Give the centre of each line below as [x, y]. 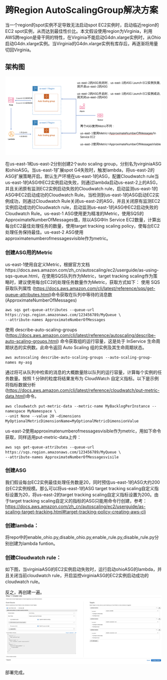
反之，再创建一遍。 [25, 593]
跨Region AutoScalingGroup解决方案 [82, 10]
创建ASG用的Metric [29, 253]
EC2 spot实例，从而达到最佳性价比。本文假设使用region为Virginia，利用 [79, 31]
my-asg [25, 362]
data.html [15, 396]
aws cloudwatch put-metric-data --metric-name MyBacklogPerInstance [78, 406]
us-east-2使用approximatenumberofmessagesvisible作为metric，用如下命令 [83, 431]
